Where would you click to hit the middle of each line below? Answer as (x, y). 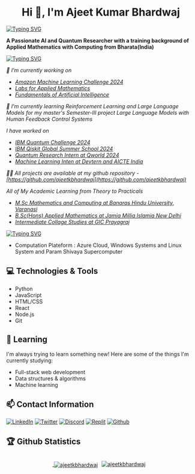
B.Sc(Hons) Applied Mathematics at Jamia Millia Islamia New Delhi (98, 215)
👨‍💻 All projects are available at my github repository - (73, 173)
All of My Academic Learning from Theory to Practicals (75, 191)
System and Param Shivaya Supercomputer (69, 251)
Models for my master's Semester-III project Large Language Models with (98, 112)
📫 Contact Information (50, 404)
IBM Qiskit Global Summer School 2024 (64, 148)
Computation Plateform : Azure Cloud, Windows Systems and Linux (98, 245)
